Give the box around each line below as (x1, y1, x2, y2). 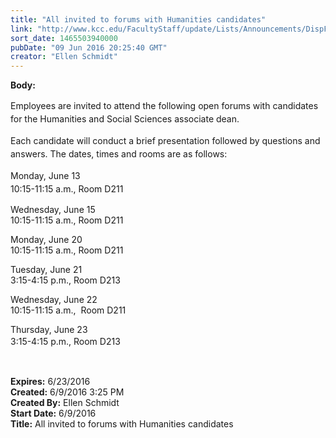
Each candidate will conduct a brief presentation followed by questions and (10, 135, 321, 147)
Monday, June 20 (10, 234, 83, 246)
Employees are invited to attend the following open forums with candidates (10, 100, 319, 112)
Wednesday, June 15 (10, 204, 96, 216)
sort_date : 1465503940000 (10, 33, 118, 43)
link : (10, 24, 33, 34)
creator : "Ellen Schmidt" (10, 52, 118, 62)
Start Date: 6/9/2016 (10, 407, 97, 420)
